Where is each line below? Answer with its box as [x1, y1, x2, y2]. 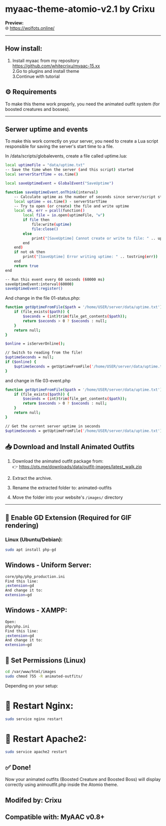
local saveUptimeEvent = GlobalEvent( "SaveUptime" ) [5, 181, 114, 186]
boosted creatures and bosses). [5, 106, 70, 112]
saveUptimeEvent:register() [5, 286, 63, 291]
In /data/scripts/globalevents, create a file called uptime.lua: [5, 153, 127, 159]
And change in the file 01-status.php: [5, 295, 81, 301]
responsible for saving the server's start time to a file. [5, 144, 114, 150]
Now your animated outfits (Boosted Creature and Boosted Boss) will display [5, 776, 161, 782]
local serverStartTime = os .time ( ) [5, 172, 79, 177]
